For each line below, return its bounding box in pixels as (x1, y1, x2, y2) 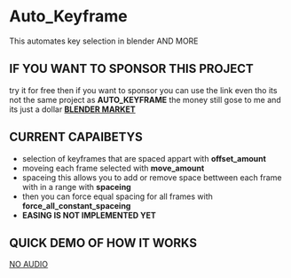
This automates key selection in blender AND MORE (9, 36, 199, 46)
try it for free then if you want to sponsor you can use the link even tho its (9, 84, 278, 95)
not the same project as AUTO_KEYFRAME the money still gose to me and (9, 94, 281, 105)
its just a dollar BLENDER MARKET (9, 104, 136, 115)
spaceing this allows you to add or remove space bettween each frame (21, 171, 282, 183)
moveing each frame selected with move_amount (21, 163, 205, 173)
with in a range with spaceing (21, 181, 131, 192)
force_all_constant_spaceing (21, 200, 131, 210)
